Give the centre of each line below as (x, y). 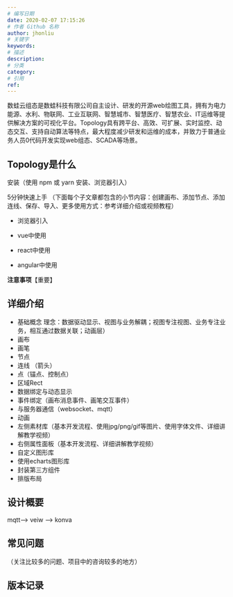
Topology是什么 (42, 164)
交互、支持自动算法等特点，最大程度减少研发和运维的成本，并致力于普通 (116, 132)
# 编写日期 (21, 14)
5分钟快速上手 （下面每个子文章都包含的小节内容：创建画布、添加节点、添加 (116, 197)
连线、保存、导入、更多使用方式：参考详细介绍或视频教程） (92, 206)
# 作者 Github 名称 (33, 26)
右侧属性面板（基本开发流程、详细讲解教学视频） (87, 443)
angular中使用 (37, 265)
